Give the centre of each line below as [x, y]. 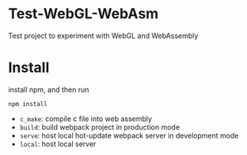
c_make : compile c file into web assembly [86, 119]
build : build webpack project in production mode [100, 127]
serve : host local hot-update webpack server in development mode [129, 135]
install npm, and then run [49, 89]
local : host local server [58, 144]
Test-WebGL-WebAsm [84, 14]
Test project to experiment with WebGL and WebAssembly [103, 36]
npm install [28, 104]
